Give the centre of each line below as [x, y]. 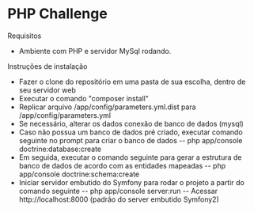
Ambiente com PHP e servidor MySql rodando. [95, 51]
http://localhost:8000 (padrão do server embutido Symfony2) [119, 199]
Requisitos [25, 36]
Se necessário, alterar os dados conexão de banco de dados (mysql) [131, 123]
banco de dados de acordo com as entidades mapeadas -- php [122, 165]
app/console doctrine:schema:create [79, 174]
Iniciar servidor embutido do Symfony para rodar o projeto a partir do [131, 182]
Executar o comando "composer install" [84, 98]
